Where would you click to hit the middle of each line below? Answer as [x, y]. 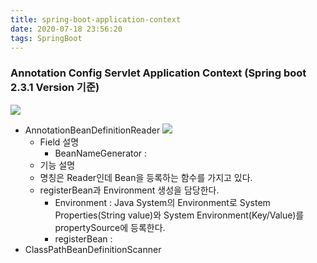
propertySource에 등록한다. [110, 227]
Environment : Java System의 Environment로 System [162, 202]
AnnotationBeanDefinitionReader [92, 130]
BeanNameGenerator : [101, 153]
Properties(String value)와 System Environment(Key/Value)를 [179, 215]
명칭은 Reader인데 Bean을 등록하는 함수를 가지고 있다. [146, 177]
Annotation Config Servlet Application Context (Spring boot [158, 73]
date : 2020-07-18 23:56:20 [66, 29]
